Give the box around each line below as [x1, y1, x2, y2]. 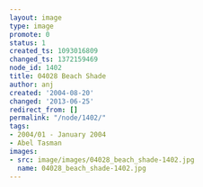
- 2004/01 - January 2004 [9, 130, 106, 139]
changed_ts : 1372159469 [9, 55, 99, 64]
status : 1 [9, 38, 47, 48]
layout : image [9, 13, 63, 22]
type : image [9, 22, 54, 31]
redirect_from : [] [9, 105, 78, 114]
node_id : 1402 [9, 64, 63, 73]
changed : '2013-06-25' [9, 96, 94, 106]
